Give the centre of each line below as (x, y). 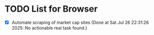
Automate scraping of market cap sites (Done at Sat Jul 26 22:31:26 (80, 22)
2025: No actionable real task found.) (49, 28)
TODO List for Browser (51, 9)
